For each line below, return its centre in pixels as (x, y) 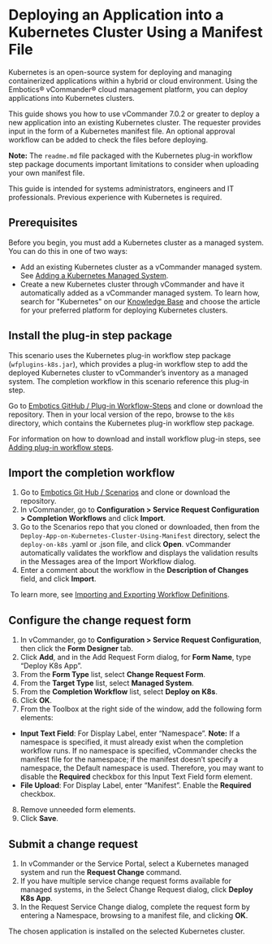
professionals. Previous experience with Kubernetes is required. (115, 197)
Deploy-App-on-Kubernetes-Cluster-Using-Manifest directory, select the (140, 535)
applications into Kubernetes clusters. (72, 98)
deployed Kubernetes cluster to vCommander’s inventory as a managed (128, 373)
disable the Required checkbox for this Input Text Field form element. (136, 777)
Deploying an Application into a (116, 15)
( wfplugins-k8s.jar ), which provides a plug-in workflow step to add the (128, 364)
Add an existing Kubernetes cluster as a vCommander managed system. (141, 267)
